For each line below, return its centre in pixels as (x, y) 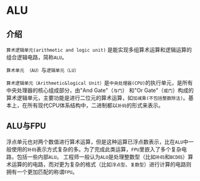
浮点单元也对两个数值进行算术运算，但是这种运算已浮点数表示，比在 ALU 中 (97, 141)
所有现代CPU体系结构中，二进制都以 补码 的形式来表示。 (95, 105)
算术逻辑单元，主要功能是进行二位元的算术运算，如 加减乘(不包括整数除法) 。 (97, 98)
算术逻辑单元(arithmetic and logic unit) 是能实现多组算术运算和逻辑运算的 (99, 50)
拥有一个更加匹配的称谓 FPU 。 (42, 171)
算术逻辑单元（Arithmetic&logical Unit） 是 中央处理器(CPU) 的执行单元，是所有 (100, 83)
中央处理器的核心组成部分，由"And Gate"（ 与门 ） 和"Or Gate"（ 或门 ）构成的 (100, 90)
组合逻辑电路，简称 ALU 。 (37, 57)
